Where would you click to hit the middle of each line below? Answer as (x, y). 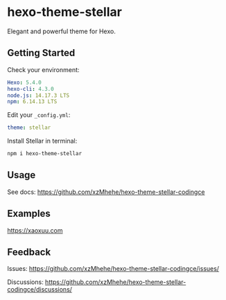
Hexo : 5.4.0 (24, 82)
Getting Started (41, 53)
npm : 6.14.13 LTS (32, 102)
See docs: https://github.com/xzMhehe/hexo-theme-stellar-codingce (106, 192)
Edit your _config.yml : (39, 115)
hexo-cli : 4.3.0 (31, 89)
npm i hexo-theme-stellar (44, 154)
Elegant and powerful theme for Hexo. (61, 31)
